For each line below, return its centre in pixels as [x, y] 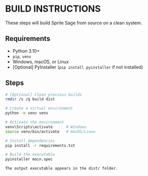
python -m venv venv [27, 113]
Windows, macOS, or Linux [41, 62]
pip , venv [22, 56]
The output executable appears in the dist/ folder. [62, 168]
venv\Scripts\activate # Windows [46, 127]
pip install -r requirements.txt [40, 145]
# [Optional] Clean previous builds [44, 95]
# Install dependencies [30, 141]
